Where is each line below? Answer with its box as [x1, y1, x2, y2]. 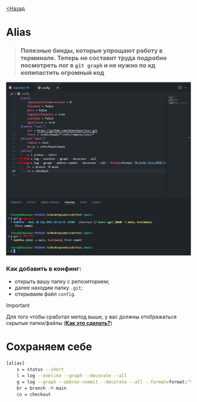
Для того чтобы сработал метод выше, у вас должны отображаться [6, 313, 177, 320]
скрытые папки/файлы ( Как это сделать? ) [6, 320, 113, 327]
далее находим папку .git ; [14, 284, 83, 291]
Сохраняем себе [6, 340, 93, 354]
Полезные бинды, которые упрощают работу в [20, 46, 163, 55]
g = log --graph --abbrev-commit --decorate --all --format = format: [16, 379, 188, 385]
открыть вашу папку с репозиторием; [14, 278, 110, 285]
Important [6, 302, 30, 309]
